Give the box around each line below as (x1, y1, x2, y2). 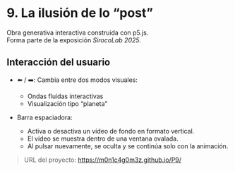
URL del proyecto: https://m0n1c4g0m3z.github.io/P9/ (23, 155, 181, 164)
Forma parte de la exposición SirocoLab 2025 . (6, 35, 142, 44)
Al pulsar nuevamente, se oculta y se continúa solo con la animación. (27, 141, 229, 150)
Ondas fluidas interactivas (27, 92, 104, 100)
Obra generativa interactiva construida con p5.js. (6, 28, 149, 37)
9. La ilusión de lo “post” (6, 5, 153, 21)
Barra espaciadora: (16, 113, 73, 122)
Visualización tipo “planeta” (27, 99, 108, 107)
